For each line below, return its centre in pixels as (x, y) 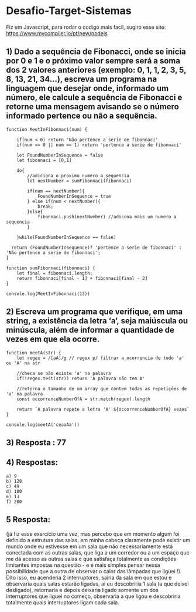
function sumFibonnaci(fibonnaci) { (51, 268)
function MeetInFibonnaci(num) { (47, 129)
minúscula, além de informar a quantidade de (90, 330)
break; (45, 207)
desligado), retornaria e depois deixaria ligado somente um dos (82, 590)
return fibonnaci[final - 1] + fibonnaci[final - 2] (82, 278)
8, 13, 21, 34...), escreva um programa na (82, 80)
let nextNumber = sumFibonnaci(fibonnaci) (80, 181)
